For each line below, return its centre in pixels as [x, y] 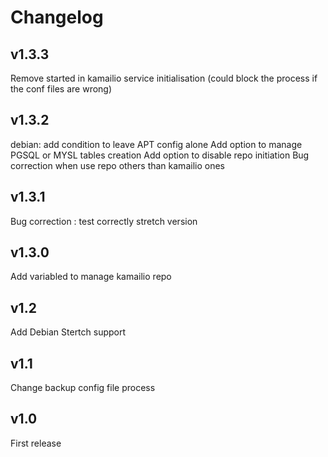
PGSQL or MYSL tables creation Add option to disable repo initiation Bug [160, 155]
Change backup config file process [83, 388]
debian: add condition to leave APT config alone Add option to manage [156, 144]
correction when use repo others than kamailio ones [117, 165]
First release [36, 443]
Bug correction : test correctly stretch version [104, 221]
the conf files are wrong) [61, 89]
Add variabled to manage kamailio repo [91, 277]
